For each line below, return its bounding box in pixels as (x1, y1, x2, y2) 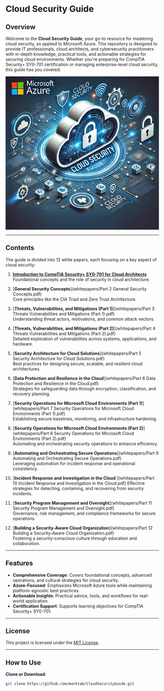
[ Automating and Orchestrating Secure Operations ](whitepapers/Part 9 (12, 450, 159, 456)
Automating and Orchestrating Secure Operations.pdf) (12, 455, 122, 461)
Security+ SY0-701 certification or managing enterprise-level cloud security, (5, 62, 159, 67)
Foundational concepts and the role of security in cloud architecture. (12, 276, 150, 282)
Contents (5, 244, 35, 252)
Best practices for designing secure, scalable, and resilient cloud (12, 361, 143, 366)
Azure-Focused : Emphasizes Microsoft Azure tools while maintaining (12, 582, 152, 588)
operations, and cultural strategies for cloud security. (12, 577, 119, 583)
